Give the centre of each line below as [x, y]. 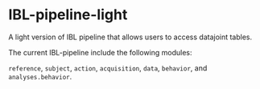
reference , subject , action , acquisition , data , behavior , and [108, 68]
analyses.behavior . [40, 76]
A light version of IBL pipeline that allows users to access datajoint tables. [130, 37]
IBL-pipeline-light [68, 15]
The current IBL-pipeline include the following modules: [100, 52]
